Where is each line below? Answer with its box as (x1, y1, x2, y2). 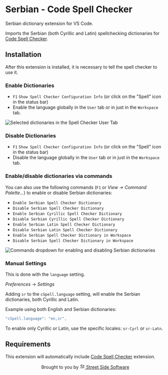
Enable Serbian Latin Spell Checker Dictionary (12, 222, 115, 227)
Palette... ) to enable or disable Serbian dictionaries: (5, 190, 113, 196)
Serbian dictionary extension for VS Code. (5, 20, 93, 26)
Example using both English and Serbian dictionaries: (5, 306, 117, 312)
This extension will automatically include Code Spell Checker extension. (5, 353, 156, 359)
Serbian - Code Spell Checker (5, 4, 133, 15)
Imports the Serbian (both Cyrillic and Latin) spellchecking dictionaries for (5, 30, 160, 36)
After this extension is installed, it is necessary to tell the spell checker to (5, 64, 157, 70)
